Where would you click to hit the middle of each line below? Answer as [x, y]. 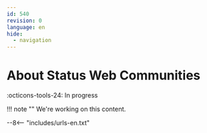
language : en [26, 27]
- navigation [32, 41]
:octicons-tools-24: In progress [52, 95]
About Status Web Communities [103, 76]
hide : [15, 34]
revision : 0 [24, 21]
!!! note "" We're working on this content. [66, 109]
